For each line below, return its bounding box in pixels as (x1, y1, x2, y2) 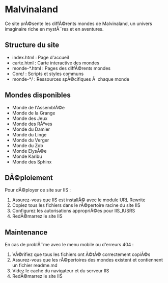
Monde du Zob (12, 142, 44, 149)
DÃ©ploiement (5, 173, 53, 182)
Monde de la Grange (12, 110, 55, 116)
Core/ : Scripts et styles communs (12, 70, 84, 77)
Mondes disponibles (5, 91, 71, 100)
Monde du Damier (12, 126, 50, 132)
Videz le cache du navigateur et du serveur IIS (12, 268, 109, 274)
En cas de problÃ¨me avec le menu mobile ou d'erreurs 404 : (5, 242, 134, 248)
